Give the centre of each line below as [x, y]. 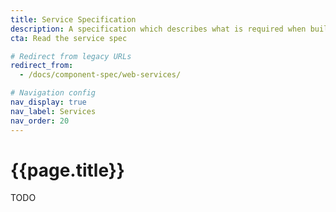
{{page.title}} [67, 170]
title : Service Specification [73, 19]
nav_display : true [48, 102]
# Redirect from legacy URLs [71, 56]
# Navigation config [53, 93]
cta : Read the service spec [69, 38]
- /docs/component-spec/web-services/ [100, 75]
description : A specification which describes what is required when [158, 29]
